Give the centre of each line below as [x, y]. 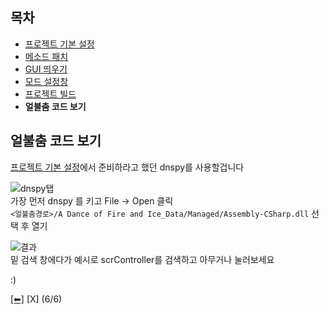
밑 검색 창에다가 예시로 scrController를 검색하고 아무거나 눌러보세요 [142, 259]
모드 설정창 [46, 81]
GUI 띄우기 [46, 69]
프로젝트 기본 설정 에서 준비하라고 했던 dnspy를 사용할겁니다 [127, 167]
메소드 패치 [46, 56]
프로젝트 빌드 [50, 94]
